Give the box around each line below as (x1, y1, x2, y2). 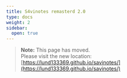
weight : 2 (6, 19, 31, 25)
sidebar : (6, 25, 28, 31)
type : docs (6, 14, 33, 20)
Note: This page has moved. (20, 46, 90, 53)
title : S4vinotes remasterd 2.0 (6, 8, 86, 15)
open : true (11, 30, 38, 36)
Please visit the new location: (20, 53, 92, 60)
